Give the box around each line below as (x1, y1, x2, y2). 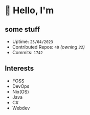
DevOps (12, 83, 30, 89)
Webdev (12, 105, 30, 111)
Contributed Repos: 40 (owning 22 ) (12, 44, 85, 50)
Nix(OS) (12, 88, 29, 95)
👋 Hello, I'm (5, 5, 54, 16)
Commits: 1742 (12, 50, 43, 55)
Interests (5, 64, 34, 73)
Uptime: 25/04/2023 (12, 38, 53, 44)
